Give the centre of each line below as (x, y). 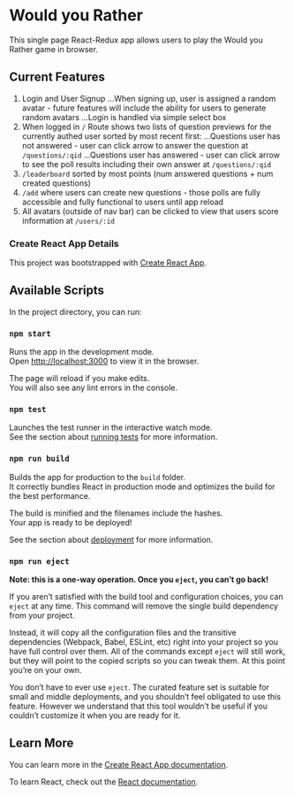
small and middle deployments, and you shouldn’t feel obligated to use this (145, 697)
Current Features (57, 77)
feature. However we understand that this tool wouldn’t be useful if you (138, 706)
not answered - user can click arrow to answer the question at (135, 145)
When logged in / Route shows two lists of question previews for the (147, 126)
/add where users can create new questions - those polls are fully (141, 192)
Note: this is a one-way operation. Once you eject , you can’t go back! (139, 579)
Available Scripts (57, 291)
